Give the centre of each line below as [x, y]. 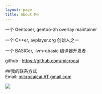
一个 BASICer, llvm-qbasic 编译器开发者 [46, 50]
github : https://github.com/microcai [42, 60]
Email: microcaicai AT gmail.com [38, 76]
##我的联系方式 [21, 71]
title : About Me [22, 14]
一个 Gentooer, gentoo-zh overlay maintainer [51, 29]
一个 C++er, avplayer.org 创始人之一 [42, 40]
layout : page [19, 10]
